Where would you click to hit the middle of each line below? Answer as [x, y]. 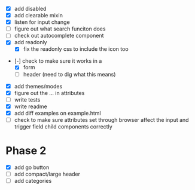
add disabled [30, 9]
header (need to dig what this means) [69, 74]
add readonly [31, 42]
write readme [31, 106]
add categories [33, 181]
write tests [27, 99]
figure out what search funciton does [60, 29]
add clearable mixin [39, 16]
